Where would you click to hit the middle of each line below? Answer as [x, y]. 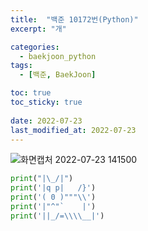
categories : [35, 47]
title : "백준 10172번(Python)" [74, 19]
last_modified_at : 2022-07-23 [73, 130]
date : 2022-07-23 [46, 121]
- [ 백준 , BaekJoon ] [58, 75]
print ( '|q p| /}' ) [53, 188]
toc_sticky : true [46, 102]
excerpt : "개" [38, 29]
